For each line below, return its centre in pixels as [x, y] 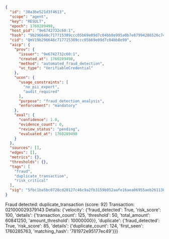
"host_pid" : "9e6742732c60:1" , [43, 31]
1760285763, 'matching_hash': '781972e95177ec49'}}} [62, 231]
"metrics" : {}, [26, 157]
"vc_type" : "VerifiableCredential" [56, 68]
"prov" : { [25, 49]
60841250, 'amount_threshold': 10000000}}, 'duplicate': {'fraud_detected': [82, 220]
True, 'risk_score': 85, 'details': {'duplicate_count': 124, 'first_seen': [74, 226]
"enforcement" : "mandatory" [48, 106]
